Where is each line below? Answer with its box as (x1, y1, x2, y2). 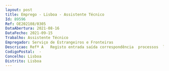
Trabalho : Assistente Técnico (5, 35, 69, 40)
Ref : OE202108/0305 (5, 21, 46, 26)
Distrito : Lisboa (5, 58, 42, 63)
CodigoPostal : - (5, 49, 42, 54)
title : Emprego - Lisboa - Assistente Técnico (5, 12, 105, 17)
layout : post (5, 7, 33, 12)
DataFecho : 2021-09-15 (5, 30, 53, 35)
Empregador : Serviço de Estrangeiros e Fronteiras (5, 40, 114, 45)
